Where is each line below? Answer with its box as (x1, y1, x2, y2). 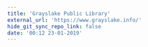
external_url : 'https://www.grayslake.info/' (7, 17, 142, 23)
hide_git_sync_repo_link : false (7, 23, 101, 30)
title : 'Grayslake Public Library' (7, 10, 111, 17)
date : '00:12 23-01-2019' (7, 29, 82, 37)
